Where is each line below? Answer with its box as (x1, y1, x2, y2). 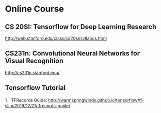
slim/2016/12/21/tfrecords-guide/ (5, 102, 71, 108)
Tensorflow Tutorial (5, 84, 66, 92)
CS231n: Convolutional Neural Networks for (5, 49, 140, 57)
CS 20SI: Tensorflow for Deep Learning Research (5, 23, 157, 31)
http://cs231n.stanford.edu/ (5, 70, 60, 75)
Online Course (5, 3, 64, 14)
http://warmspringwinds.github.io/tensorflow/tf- (48, 97, 144, 103)
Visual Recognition (5, 57, 64, 65)
